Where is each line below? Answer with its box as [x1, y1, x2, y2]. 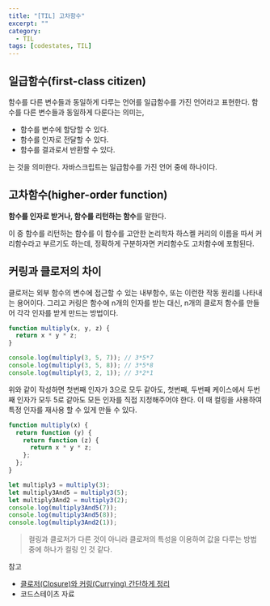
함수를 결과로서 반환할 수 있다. [19, 144, 116, 154]
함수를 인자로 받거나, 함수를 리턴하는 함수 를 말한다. [8, 211, 167, 221]
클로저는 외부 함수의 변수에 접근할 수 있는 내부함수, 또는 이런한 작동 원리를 [8, 287, 241, 297]
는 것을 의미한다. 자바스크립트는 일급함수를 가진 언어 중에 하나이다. [8, 161, 218, 171]
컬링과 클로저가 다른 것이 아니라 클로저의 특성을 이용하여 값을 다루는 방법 [27, 535, 257, 544]
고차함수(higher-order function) [8, 188, 168, 202]
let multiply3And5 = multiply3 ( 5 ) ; [8, 488, 129, 496]
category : [8, 27, 42, 35]
